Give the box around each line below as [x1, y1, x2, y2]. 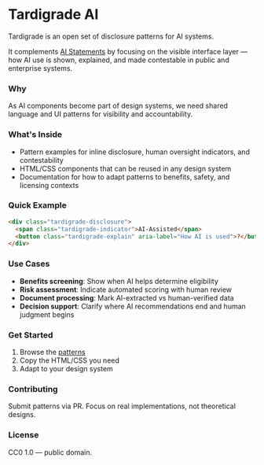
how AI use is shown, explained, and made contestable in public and [8, 55, 229, 65]
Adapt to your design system [19, 364, 114, 373]
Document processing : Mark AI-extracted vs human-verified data [19, 293, 234, 302]
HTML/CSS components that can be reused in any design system [19, 164, 232, 173]
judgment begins [19, 309, 75, 319]
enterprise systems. [8, 63, 73, 72]
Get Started [8, 329, 53, 340]
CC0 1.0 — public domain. [8, 447, 93, 457]
